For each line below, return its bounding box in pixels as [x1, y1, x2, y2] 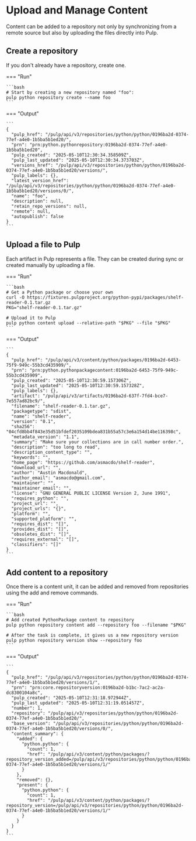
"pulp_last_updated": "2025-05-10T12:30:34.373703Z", [11, 157, 145, 163]
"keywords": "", [11, 454, 51, 460]
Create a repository [6, 46, 78, 56]
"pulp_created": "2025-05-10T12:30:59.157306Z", [11, 377, 132, 384]
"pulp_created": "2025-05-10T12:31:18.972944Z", [11, 695, 132, 701]
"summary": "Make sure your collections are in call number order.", [11, 439, 184, 445]
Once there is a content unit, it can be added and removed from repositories [6, 583, 189, 590]
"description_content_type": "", [11, 449, 93, 455]
